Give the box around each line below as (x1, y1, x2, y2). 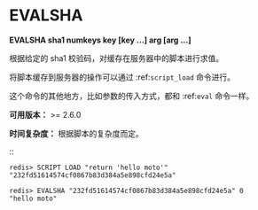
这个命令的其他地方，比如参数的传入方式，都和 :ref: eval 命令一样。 (9, 90, 254, 101)
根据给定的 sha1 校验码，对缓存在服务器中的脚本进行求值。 (9, 52, 224, 63)
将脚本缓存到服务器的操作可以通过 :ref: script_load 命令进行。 (9, 72, 236, 82)
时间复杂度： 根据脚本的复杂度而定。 (9, 128, 144, 138)
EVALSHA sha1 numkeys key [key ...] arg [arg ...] (9, 35, 192, 45)
